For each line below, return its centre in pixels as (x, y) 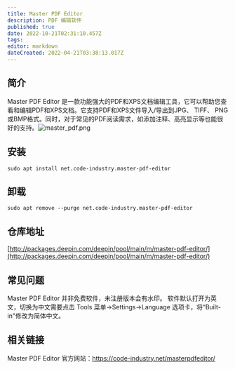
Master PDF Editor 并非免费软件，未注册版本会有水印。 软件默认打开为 (109, 298)
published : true (31, 27)
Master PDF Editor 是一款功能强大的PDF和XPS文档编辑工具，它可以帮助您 (114, 101)
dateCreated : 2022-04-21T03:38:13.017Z (66, 53)
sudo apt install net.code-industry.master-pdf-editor (89, 168)
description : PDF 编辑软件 (45, 20)
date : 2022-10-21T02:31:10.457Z (54, 33)
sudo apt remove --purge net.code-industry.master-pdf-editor (100, 208)
